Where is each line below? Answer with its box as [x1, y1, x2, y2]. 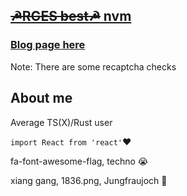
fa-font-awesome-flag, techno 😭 [10, 155, 149, 167]
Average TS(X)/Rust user [10, 116, 113, 128]
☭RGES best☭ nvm [10, 8, 132, 25]
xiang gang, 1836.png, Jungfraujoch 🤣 [10, 174, 168, 186]
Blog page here [10, 38, 86, 52]
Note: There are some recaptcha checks [10, 60, 177, 73]
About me [10, 90, 73, 107]
